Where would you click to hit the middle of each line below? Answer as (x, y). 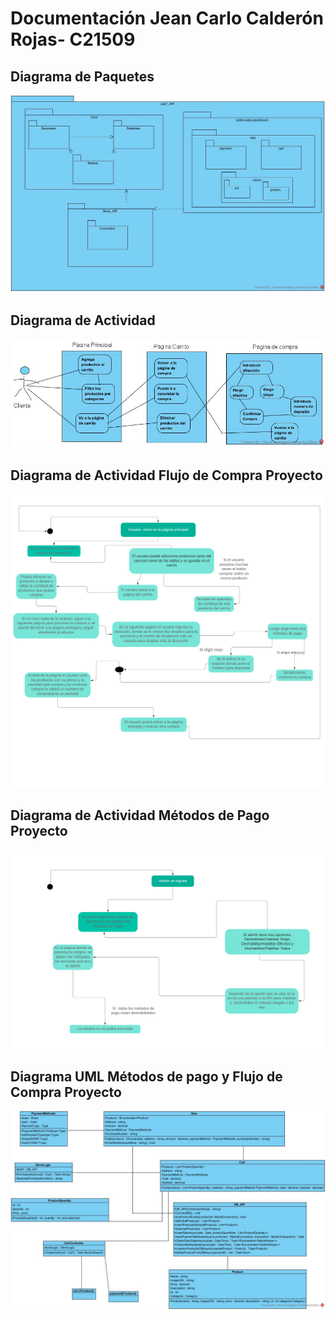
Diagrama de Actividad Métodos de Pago (140, 815)
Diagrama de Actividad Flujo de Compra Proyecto (166, 475)
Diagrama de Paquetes (82, 76)
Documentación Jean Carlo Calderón (167, 18)
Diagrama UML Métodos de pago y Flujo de (146, 1076)
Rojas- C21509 (73, 39)
